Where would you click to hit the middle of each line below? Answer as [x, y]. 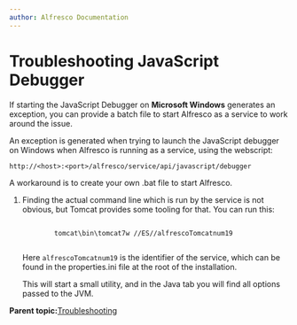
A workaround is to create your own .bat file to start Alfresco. [121, 182]
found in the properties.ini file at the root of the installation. [129, 267]
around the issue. [41, 123]
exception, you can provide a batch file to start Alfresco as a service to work [148, 114]
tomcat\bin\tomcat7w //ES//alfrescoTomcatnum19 [144, 233]
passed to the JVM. [58, 293]
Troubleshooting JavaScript [114, 61]
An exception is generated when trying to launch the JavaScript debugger [144, 140]
